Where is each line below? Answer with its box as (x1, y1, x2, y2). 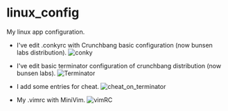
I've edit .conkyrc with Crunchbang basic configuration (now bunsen (16, 41, 213, 49)
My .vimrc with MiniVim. (16, 95, 86, 104)
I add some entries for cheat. (16, 82, 100, 90)
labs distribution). (16, 48, 67, 57)
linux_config (6, 5, 80, 21)
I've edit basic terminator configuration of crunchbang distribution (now (16, 61, 222, 70)
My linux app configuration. (6, 28, 85, 36)
